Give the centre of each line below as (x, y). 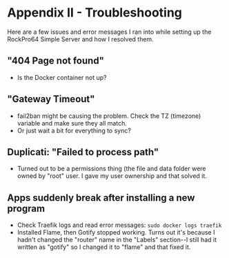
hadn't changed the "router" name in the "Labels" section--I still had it (117, 240)
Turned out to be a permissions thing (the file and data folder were (111, 169)
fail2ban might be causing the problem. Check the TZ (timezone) (109, 116)
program (26, 208)
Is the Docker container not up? (62, 77)
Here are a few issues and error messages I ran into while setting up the (109, 32)
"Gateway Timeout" (51, 99)
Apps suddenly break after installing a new (101, 198)
